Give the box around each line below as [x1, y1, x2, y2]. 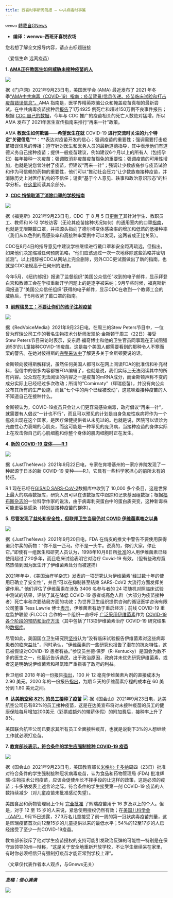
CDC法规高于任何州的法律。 [14, 262, 74, 268]
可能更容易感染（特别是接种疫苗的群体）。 [5, 504, 94, 510]
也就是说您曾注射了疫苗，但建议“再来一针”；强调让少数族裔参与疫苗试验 [14, 162, 167, 168]
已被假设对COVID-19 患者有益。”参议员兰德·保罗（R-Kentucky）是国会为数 [5, 648, 162, 654]
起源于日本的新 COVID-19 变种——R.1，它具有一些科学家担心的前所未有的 [9, 468, 166, 474]
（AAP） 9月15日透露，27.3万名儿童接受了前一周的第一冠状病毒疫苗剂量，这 [5, 813, 167, 819]
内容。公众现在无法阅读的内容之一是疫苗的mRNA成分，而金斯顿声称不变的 [9, 374, 168, 380]
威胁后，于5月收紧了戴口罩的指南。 [5, 292, 81, 299]
